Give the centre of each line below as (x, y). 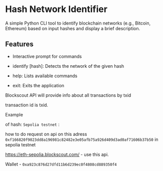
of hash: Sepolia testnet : (32, 124)
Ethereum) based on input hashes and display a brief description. (73, 28)
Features (19, 44)
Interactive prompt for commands (47, 56)
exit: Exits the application (38, 85)
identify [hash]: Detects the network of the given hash (68, 66)
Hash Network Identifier (56, 9)
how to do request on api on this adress (46, 134)
